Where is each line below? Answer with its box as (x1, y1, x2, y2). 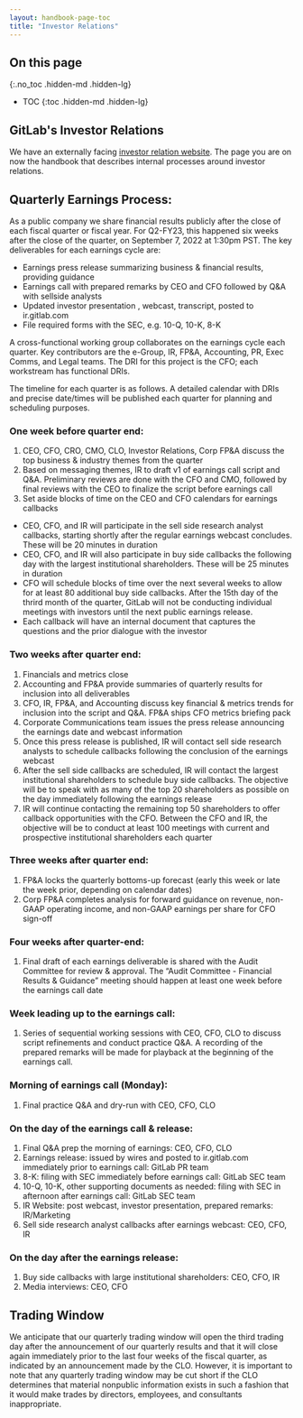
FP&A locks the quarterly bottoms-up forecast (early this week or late (22, 874, 281, 885)
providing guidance (22, 272, 95, 282)
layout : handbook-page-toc (9, 13, 111, 23)
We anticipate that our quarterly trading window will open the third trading (9, 1331, 284, 1342)
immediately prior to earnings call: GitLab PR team (22, 1162, 209, 1173)
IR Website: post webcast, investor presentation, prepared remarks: (22, 1201, 273, 1211)
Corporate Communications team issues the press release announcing (22, 716, 285, 727)
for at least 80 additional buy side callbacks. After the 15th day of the (22, 587, 279, 598)
